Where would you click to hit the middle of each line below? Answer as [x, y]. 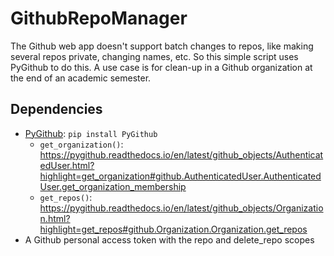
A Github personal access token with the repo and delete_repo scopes [169, 239]
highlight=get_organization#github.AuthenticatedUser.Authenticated [180, 176]
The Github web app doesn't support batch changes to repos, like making [162, 46]
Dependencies [56, 109]
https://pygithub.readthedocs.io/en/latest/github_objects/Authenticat [181, 154]
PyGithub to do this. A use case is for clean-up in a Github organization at [161, 67]
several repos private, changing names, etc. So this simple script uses [154, 56]
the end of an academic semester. [81, 78]
